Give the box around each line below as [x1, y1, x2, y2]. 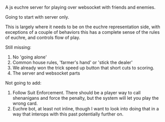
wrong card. [12, 100, 38, 106]
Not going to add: [5, 80, 42, 86]
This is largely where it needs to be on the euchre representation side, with [5, 24, 160, 30]
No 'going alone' [12, 54, 47, 60]
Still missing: [5, 44, 32, 50]
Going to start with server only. [5, 14, 69, 20]
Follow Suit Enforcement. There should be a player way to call [12, 90, 141, 95]
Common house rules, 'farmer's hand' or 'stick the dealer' [12, 59, 133, 65]
